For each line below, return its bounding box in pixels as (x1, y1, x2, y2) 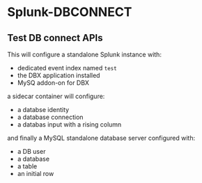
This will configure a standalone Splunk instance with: (7, 50, 162, 58)
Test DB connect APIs (7, 32, 103, 44)
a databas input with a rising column (17, 120, 122, 129)
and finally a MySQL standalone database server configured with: (7, 134, 196, 142)
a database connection (17, 113, 84, 121)
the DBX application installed (17, 71, 100, 79)
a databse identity (17, 106, 70, 113)
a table (17, 162, 38, 170)
